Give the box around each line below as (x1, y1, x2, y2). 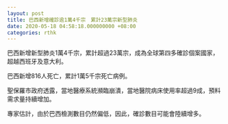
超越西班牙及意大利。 (7, 58, 67, 66)
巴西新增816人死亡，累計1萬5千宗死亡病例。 (7, 72, 131, 80)
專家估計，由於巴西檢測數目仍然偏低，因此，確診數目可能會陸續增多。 (7, 110, 205, 118)
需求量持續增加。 (7, 95, 55, 103)
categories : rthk (7, 29, 57, 36)
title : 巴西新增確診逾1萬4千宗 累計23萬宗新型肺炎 (7, 16, 138, 23)
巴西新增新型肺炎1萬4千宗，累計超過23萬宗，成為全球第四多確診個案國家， (7, 49, 219, 57)
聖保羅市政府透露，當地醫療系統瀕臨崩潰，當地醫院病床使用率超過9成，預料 (7, 86, 221, 95)
